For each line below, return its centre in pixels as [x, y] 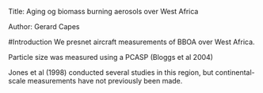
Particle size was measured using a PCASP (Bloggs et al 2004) [111, 57]
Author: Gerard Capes [44, 26]
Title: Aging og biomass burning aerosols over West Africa [103, 11]
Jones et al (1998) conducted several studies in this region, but [111, 73]
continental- [235, 73]
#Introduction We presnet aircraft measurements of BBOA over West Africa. [131, 42]
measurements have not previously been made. [105, 81]
